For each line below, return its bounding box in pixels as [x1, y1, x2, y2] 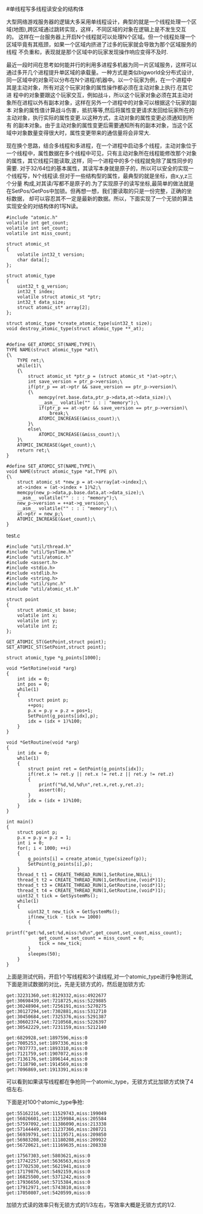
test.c [6, 532, 21, 539]
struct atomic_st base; [17, 607, 77, 613]
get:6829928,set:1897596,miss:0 [6, 1035, 88, 1041]
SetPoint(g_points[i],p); [28, 861, 94, 867]
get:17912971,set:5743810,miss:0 [6, 1184, 91, 1190]
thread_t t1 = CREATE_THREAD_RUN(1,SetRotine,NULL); [17, 872, 153, 878]
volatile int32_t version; [17, 252, 85, 258]
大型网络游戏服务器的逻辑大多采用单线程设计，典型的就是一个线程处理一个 [6, 18, 192, 25]
